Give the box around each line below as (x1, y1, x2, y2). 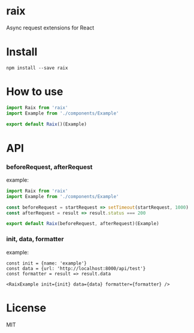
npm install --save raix (6, 65, 68, 71)
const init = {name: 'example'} (6, 260, 87, 266)
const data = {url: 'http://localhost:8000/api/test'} (6, 265, 146, 271)
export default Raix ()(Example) (6, 121, 87, 127)
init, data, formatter (6, 235, 64, 244)
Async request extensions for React (6, 24, 95, 31)
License (6, 301, 47, 314)
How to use (6, 85, 63, 98)
